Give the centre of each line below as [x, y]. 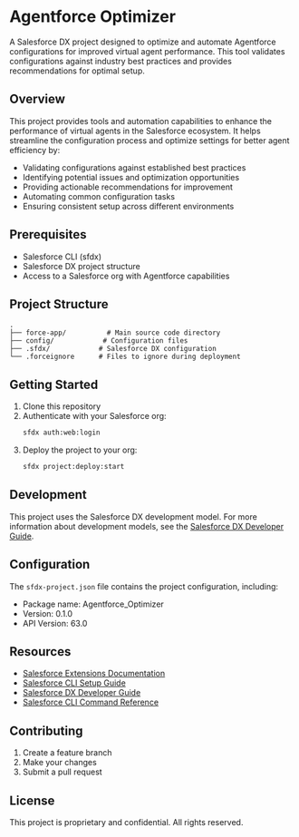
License [32, 800]
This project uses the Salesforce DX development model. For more [134, 516]
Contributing [46, 730]
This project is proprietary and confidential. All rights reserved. [126, 822]
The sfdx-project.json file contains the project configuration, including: [144, 586]
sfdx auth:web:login [61, 433]
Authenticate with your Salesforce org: [94, 416]
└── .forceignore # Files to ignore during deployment [125, 357]
